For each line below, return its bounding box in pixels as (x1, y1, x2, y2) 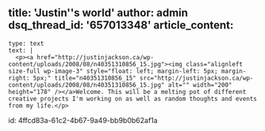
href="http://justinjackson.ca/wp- (36, 53, 155, 62)
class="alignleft (185, 60, 244, 68)
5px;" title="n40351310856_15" (33, 74, 136, 82)
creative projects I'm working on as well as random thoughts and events (8, 95, 258, 103)
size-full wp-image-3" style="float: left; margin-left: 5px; (8, 67, 218, 75)
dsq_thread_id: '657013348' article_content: (8, 19, 234, 32)
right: (8, 74, 30, 82)
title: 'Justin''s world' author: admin (8, 6, 189, 20)
